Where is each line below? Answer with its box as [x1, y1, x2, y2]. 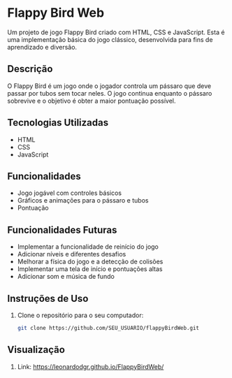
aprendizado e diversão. [7, 43, 78, 51]
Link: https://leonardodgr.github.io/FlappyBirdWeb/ [17, 362, 164, 371]
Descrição [7, 63, 53, 75]
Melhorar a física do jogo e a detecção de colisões [17, 257, 164, 266]
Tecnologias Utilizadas [7, 117, 109, 129]
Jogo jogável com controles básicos [17, 189, 122, 197]
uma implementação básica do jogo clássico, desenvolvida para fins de [7, 35, 213, 43]
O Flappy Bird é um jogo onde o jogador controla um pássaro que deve [7, 82, 212, 90]
